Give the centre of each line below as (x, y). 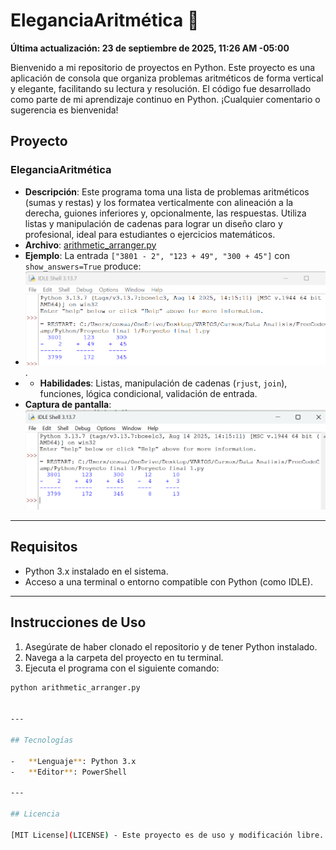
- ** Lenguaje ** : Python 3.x (73, 761)
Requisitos (44, 547)
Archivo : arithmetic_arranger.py (90, 245)
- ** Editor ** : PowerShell (69, 772)
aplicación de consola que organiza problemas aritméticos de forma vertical (167, 78)
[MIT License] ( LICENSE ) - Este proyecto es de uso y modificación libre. (167, 835)
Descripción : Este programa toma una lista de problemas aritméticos (167, 191)
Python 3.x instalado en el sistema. (96, 571)
